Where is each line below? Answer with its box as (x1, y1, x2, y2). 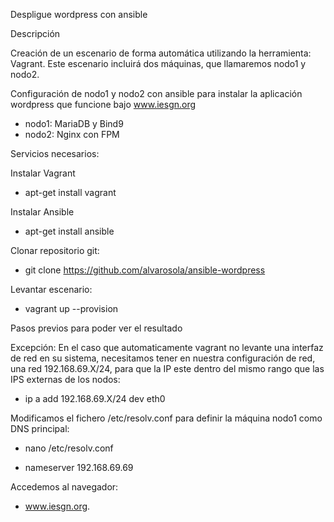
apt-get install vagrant (24, 187, 117, 198)
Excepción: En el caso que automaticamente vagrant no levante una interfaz (10, 342, 324, 353)
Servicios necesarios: (10, 148, 100, 159)
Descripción (10, 28, 61, 39)
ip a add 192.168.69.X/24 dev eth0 (24, 393, 166, 404)
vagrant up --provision (24, 303, 119, 314)
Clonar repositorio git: (10, 245, 100, 256)
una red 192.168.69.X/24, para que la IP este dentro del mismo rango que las (10, 363, 325, 374)
